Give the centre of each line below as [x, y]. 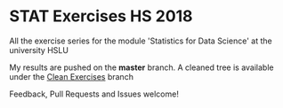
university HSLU [39, 50]
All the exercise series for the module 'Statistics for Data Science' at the [141, 41]
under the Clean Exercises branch [71, 76]
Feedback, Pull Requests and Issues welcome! [94, 94]
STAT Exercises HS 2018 [101, 16]
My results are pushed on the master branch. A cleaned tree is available [141, 67]
